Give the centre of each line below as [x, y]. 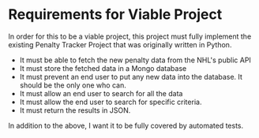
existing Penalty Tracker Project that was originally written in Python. [120, 44]
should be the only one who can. [73, 85]
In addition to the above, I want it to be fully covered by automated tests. [126, 125]
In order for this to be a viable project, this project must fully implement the [130, 36]
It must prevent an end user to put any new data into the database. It [131, 76]
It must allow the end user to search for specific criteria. [111, 102]
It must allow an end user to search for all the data [101, 93]
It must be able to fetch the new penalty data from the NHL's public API [135, 60]
